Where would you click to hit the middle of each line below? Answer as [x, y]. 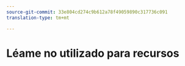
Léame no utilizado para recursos [93, 53]
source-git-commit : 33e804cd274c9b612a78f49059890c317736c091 [87, 12]
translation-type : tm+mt [38, 18]
